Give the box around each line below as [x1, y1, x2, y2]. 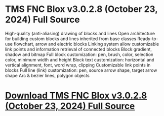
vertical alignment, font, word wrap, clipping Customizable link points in [5, 62, 151, 68]
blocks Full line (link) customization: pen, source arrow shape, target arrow [5, 67, 157, 73]
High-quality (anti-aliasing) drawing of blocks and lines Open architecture [5, 30, 155, 36]
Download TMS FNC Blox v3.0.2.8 [5, 90, 147, 101]
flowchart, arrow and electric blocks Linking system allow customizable [13, 41, 159, 47]
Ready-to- [137, 36, 159, 42]
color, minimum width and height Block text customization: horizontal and [5, 57, 155, 62]
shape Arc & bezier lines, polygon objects [5, 72, 90, 78]
